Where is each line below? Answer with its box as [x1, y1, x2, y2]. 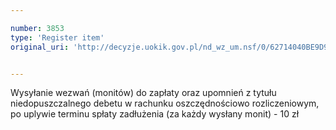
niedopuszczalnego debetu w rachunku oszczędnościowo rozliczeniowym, [10, 97, 320, 110]
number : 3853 [10, 23, 65, 33]
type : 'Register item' [10, 32, 105, 43]
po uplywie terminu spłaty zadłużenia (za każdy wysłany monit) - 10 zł [10, 108, 300, 120]
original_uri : [10, 42, 70, 52]
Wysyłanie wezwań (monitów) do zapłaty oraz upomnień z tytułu [10, 87, 277, 99]
